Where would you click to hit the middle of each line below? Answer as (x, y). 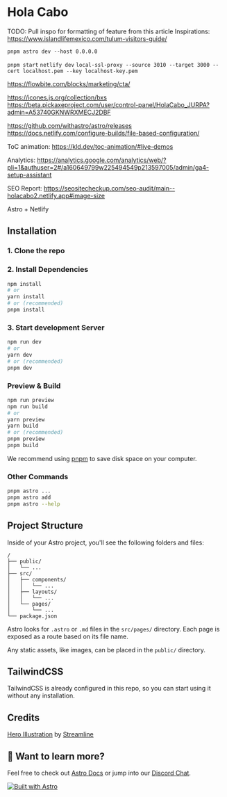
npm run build (28, 406)
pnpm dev (20, 368)
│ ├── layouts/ (32, 592)
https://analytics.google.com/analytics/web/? (102, 160)
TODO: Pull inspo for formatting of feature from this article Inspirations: (109, 31)
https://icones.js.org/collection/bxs (57, 97)
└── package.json (32, 616)
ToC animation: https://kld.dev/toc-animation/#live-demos (90, 146)
